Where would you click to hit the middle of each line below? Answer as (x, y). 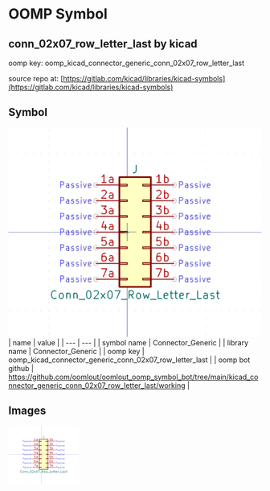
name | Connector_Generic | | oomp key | (76, 351)
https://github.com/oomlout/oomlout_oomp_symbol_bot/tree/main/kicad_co (133, 377)
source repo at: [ (36, 78)
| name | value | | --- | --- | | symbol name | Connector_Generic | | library (129, 342)
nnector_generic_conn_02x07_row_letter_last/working (97, 385)
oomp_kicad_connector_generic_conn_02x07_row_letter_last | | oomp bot (129, 360)
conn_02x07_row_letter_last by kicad (103, 44)
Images (27, 411)
